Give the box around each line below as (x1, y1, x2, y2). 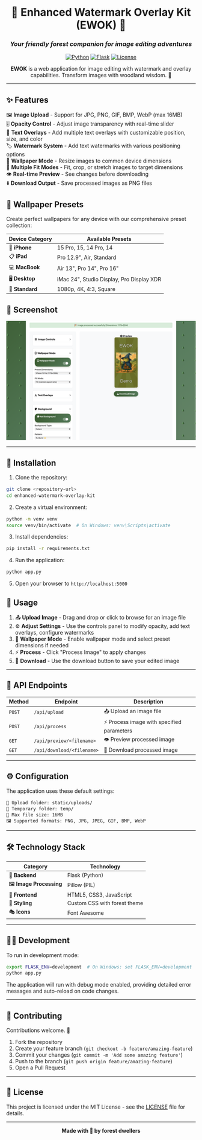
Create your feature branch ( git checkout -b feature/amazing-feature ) (14, 1045, 193, 1052)
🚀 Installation (6, 458, 57, 468)
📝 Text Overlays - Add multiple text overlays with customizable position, (6, 129, 186, 136)
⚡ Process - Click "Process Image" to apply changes (14, 648, 146, 656)
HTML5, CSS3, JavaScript (67, 891, 132, 898)
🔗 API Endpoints (6, 680, 68, 691)
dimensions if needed (14, 642, 69, 649)
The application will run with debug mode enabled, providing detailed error (6, 981, 191, 988)
